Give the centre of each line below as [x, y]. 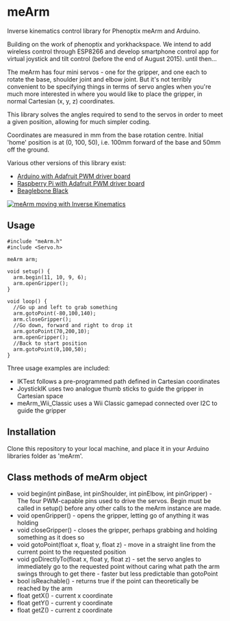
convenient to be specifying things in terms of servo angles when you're [109, 86]
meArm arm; [23, 259]
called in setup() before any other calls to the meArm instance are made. [119, 509]
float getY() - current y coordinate [65, 603]
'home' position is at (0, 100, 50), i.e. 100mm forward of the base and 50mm [114, 142]
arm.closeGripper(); [42, 319]
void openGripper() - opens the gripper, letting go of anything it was [113, 515]
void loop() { [27, 301]
